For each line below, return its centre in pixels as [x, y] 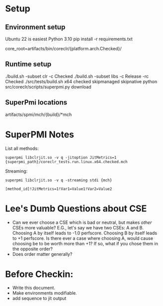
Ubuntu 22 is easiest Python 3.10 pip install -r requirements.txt [69, 39]
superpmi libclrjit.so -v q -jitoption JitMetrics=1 [61, 157]
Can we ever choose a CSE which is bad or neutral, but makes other [82, 222]
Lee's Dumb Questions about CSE [76, 208]
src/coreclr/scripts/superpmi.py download [48, 87]
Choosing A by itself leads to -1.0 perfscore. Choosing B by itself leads [85, 233]
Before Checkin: [39, 274]
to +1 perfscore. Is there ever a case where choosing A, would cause [82, 238]
